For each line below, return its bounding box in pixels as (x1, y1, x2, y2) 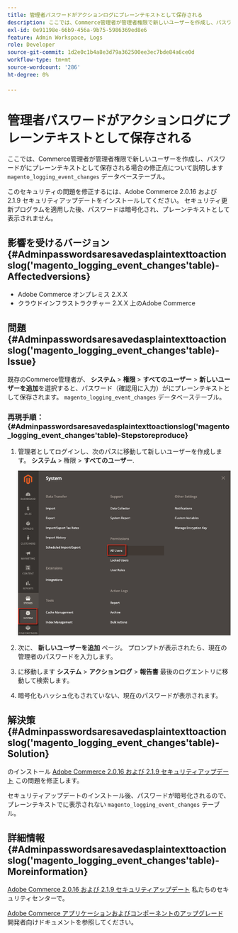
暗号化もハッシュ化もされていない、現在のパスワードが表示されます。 (17, 691, 222, 700)
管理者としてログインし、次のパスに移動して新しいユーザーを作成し (17, 447, 216, 456)
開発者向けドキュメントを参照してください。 (7, 918, 138, 927)
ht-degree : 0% (7, 71, 50, 78)
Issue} (7, 355, 37, 368)
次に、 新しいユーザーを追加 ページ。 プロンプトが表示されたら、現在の (17, 643, 227, 652)
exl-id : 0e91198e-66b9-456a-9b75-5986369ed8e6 (7, 26, 147, 33)
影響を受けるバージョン (7, 237, 110, 249)
